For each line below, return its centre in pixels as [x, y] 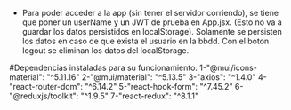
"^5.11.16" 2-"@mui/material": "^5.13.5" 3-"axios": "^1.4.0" [151, 77]
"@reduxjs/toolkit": [44, 96]
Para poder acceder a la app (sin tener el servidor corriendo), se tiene [150, 13]
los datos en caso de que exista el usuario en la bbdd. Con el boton [145, 41]
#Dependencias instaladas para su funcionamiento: [104, 67]
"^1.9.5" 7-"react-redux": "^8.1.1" [140, 96]
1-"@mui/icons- [229, 67]
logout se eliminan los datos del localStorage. [105, 51]
